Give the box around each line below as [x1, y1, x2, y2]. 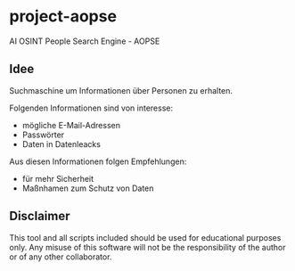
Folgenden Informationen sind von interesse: [9, 103, 174, 113]
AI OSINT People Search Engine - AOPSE [9, 36, 160, 46]
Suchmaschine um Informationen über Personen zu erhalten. [9, 85, 234, 95]
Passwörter [21, 129, 65, 140]
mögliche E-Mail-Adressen [21, 119, 120, 130]
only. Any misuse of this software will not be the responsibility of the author [9, 242, 287, 252]
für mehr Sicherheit [21, 173, 94, 184]
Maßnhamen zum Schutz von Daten [21, 183, 154, 193]
